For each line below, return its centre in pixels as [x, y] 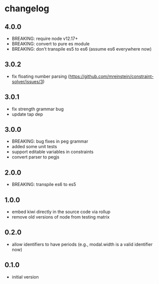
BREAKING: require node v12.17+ [45, 38]
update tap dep [27, 114]
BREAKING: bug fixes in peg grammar [50, 141]
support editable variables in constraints [53, 152]
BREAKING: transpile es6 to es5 [44, 185]
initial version [25, 277]
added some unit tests [34, 147]
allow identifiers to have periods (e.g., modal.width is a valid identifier [82, 244]
